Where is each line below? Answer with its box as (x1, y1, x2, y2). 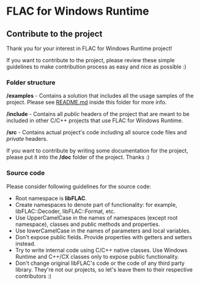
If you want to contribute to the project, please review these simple (6, 57, 176, 63)
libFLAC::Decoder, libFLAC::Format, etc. (15, 207, 116, 215)
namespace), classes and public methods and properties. (15, 220, 160, 228)
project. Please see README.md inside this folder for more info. (6, 99, 167, 106)
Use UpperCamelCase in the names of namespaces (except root (15, 214, 178, 221)
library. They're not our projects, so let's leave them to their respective (15, 265, 193, 273)
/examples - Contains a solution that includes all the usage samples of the (6, 92, 194, 99)
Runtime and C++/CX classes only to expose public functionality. (15, 253, 179, 260)
